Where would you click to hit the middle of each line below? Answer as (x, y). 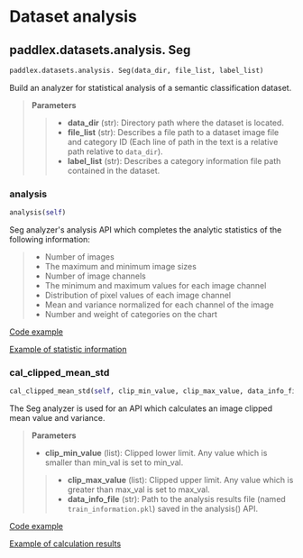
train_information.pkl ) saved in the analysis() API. (163, 509)
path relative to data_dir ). (115, 151)
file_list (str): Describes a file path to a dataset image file (173, 132)
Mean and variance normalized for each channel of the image (159, 305)
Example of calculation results (65, 544)
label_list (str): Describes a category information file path (174, 160)
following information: (50, 240)
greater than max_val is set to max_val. (138, 489)
